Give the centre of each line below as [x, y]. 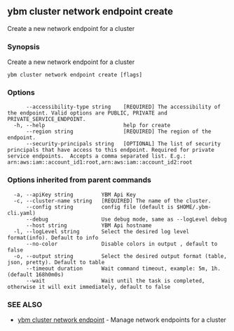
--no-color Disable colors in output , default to [122, 244]
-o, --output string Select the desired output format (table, [121, 256]
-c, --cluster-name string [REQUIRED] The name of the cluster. [112, 201]
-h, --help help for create [92, 126]
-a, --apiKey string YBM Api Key [75, 195]
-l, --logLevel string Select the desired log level [102, 231]
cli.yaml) [22, 213]
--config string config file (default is [99, 207]
